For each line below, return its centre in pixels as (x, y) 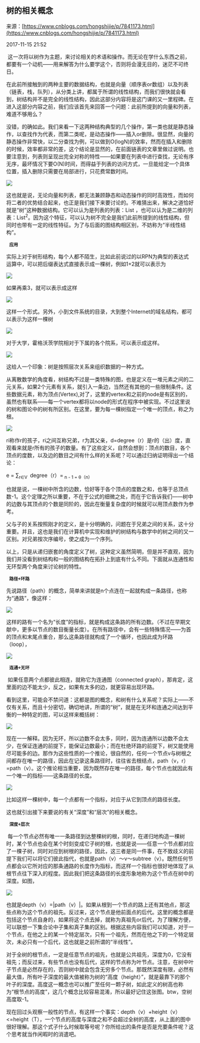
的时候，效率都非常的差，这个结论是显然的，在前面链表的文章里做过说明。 (97, 149)
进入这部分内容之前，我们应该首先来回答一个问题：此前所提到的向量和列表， (100, 107)
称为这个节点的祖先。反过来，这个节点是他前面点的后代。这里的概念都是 (105, 912)
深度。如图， (22, 881)
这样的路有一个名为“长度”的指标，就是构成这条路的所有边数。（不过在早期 (96, 622)
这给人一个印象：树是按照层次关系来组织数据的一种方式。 (76, 367)
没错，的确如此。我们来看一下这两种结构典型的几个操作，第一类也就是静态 (97, 126)
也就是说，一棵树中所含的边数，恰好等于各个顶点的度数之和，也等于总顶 (95, 489)
